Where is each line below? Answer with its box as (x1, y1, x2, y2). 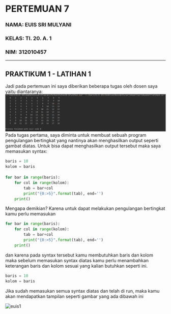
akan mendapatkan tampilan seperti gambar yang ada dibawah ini (5, 293, 144, 299)
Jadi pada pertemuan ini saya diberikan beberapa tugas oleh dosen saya (5, 83, 158, 89)
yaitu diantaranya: (5, 88, 43, 95)
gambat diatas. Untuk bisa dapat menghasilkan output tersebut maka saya (5, 143, 161, 149)
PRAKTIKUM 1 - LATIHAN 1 (5, 70, 91, 78)
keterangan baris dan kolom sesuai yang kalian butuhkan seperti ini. (5, 263, 148, 269)
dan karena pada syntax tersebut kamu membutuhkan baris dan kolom (5, 252, 154, 258)
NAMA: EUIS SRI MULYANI (5, 21, 72, 28)
